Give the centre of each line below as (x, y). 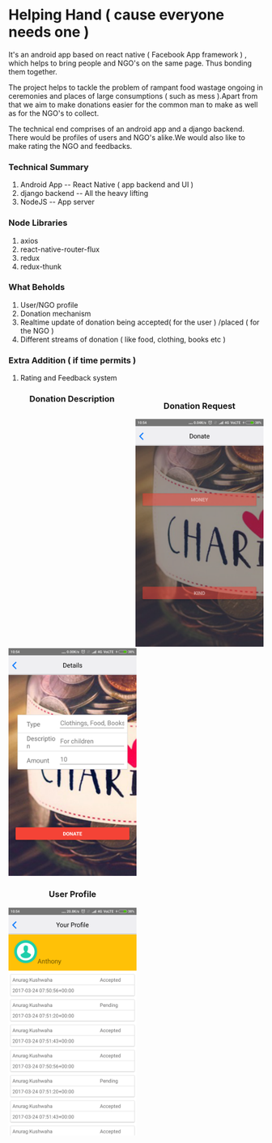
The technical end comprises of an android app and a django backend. (127, 129)
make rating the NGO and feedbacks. (70, 146)
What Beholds (37, 287)
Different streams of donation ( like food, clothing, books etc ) (123, 339)
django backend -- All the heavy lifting (84, 193)
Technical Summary (49, 167)
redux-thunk (41, 266)
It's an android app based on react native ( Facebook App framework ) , (127, 54)
